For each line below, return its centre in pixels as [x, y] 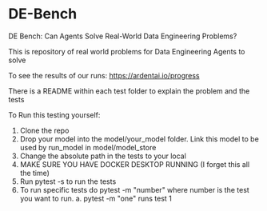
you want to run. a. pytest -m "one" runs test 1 [96, 198]
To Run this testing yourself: [54, 115]
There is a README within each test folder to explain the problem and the [129, 91]
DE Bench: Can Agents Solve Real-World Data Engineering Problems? [123, 36]
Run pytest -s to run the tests [68, 181]
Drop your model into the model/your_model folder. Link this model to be [139, 139]
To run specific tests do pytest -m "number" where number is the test [134, 189]
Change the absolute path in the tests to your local [103, 156]
